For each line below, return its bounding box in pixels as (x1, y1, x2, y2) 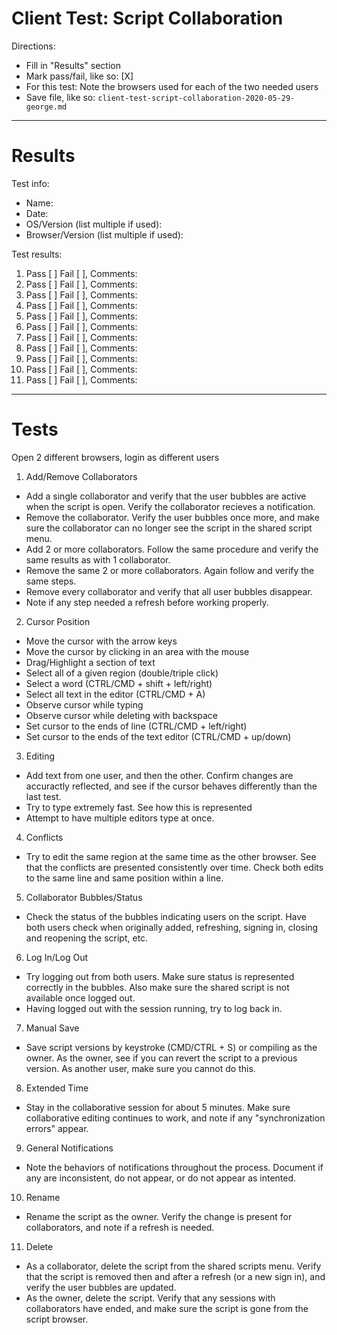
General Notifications (25, 1142, 114, 1154)
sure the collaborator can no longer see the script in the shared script (25, 522, 313, 534)
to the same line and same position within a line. (25, 872, 224, 884)
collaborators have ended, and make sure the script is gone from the (25, 1302, 309, 1314)
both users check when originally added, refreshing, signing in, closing (25, 921, 319, 933)
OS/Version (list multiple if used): (25, 218, 163, 230)
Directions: (11, 40, 56, 52)
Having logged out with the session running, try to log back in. (25, 1002, 283, 1014)
